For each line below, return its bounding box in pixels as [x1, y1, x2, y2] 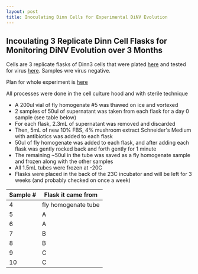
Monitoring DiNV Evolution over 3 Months [6, 45, 163, 55]
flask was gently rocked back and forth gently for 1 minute [14, 145, 157, 152]
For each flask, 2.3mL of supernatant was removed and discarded [14, 120, 176, 128]
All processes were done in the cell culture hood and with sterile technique [6, 90, 188, 97]
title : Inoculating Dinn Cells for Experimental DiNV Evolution [6, 14, 168, 20]
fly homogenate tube [42, 201, 100, 209]
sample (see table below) [14, 114, 77, 121]
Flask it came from [44, 191, 98, 199]
